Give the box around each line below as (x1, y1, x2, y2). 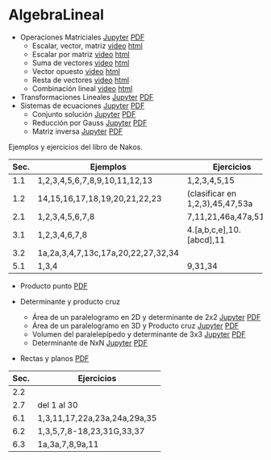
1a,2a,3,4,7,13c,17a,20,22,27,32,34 (37, 247, 180, 259)
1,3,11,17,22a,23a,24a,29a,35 (37, 412, 157, 424)
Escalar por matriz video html (31, 49, 131, 59)
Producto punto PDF (19, 280, 89, 291)
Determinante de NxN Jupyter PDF (31, 338, 148, 347)
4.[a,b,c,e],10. (186, 224, 241, 235)
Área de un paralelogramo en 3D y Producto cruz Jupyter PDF (31, 321, 240, 330)
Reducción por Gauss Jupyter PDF (31, 118, 148, 127)
